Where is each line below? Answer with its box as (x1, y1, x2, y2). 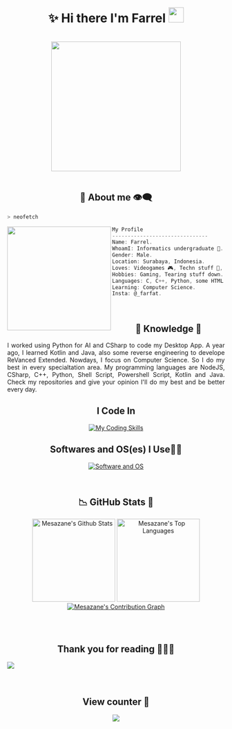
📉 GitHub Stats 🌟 (78, 497, 154, 508)
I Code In (96, 405, 136, 417)
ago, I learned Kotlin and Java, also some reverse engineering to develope (7, 349, 225, 357)
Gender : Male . (112, 252, 153, 259)
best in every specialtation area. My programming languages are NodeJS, (7, 363, 225, 371)
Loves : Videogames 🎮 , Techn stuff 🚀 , (112, 264, 223, 271)
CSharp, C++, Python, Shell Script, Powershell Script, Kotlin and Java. (7, 371, 225, 379)
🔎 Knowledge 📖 (135, 322, 202, 335)
